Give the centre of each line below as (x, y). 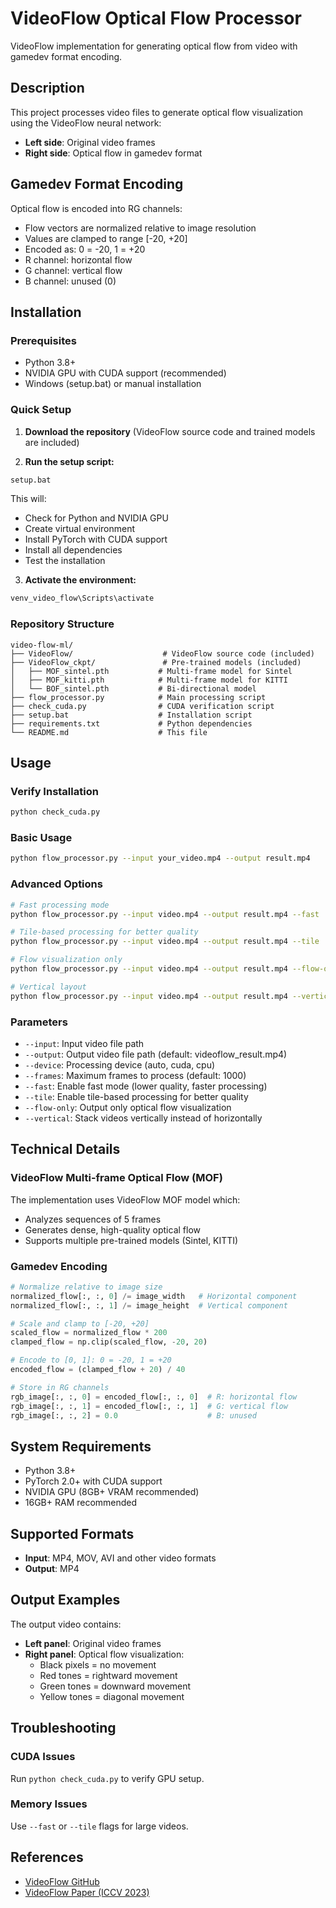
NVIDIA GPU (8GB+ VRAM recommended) (112, 1492)
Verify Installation (54, 791)
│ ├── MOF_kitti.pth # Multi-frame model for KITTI (149, 680)
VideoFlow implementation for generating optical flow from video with (154, 46)
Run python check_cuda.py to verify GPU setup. (107, 1778)
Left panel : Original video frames (93, 1643)
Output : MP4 (52, 1569)
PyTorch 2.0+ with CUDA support (93, 1481)
